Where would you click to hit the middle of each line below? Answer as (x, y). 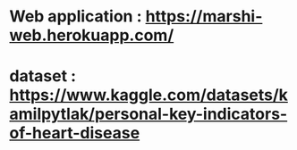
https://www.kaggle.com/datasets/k (149, 95)
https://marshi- (204, 17)
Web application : (76, 17)
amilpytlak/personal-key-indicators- (148, 114)
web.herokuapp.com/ (92, 35)
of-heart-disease (75, 133)
